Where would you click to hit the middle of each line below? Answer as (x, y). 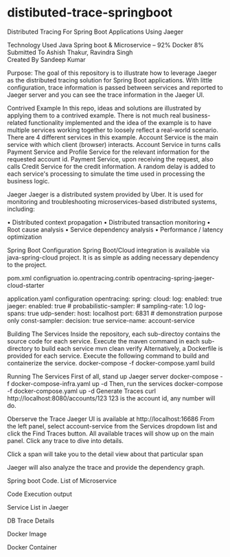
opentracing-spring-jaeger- (176, 278)
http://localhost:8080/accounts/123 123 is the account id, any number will (111, 398)
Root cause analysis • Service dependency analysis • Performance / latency (115, 229)
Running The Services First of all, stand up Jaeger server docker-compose (113, 376)
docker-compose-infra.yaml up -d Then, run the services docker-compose (117, 383)
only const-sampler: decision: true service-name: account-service (101, 320)
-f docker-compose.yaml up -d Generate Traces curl (82, 391)
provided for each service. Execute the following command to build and (108, 356)
